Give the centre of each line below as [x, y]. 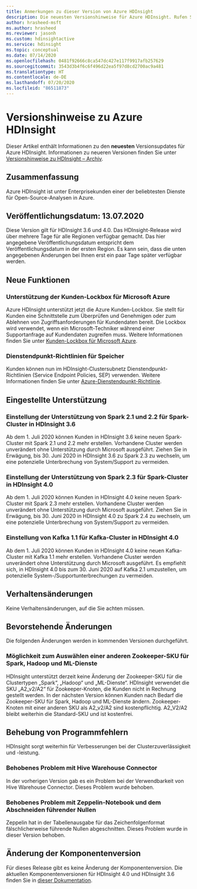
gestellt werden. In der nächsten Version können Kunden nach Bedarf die [94, 695]
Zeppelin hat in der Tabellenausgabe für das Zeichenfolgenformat [86, 822]
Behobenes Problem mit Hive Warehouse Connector [82, 768]
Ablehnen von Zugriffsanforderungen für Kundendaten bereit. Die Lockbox [96, 322]
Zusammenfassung [43, 177]
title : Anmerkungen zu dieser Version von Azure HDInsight [80, 11]
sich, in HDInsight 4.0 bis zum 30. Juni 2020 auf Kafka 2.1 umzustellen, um [96, 569]
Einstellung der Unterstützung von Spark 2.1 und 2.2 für [87, 417]
